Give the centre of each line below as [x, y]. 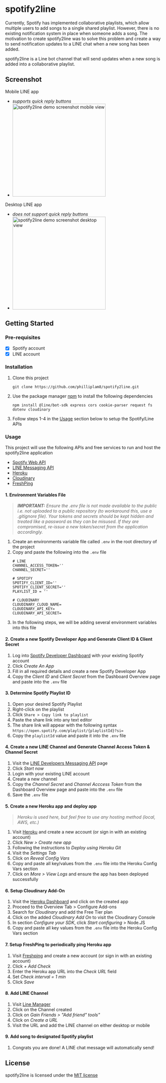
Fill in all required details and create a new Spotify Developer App [79, 671]
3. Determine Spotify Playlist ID [38, 693]
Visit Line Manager [31, 1004]
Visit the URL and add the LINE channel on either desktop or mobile [81, 1025]
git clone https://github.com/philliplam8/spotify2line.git [76, 387]
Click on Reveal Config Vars [41, 858]
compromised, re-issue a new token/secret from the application [83, 527]
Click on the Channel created [42, 1009]
